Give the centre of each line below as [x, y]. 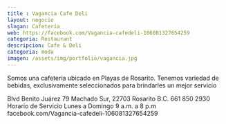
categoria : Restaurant [40, 39]
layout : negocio [30, 20]
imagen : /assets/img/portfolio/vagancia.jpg [72, 59]
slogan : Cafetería [34, 26]
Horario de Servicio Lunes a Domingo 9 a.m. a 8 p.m [82, 106]
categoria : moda [30, 52]
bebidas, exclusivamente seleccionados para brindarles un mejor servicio [112, 85]
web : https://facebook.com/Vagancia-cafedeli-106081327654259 [98, 33]
